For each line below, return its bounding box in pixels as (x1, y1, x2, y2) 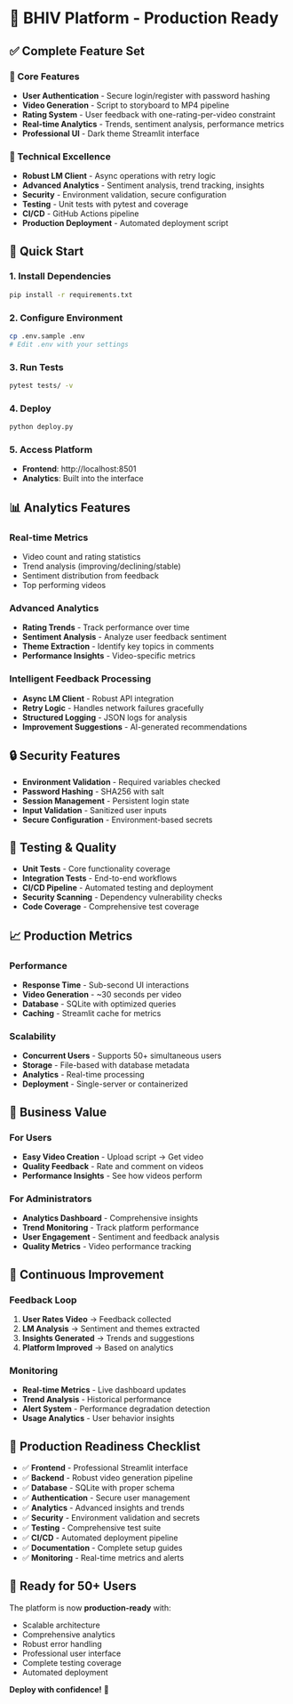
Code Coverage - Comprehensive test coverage (21, 901, 200, 912)
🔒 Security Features (9, 748, 121, 763)
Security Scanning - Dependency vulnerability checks (21, 892, 223, 902)
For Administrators (9, 1192, 92, 1205)
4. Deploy (9, 402, 51, 415)
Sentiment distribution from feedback (21, 570, 160, 581)
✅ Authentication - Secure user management (21, 1492, 191, 1503)
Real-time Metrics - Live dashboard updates (21, 1385, 186, 1395)
